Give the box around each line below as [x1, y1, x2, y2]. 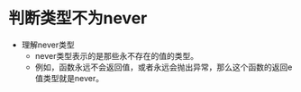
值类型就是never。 [34, 72, 105, 83]
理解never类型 [21, 39, 75, 50]
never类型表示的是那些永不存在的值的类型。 [34, 50, 199, 61]
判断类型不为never [8, 8, 148, 29]
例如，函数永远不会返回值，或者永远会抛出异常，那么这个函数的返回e [34, 62, 293, 72]
